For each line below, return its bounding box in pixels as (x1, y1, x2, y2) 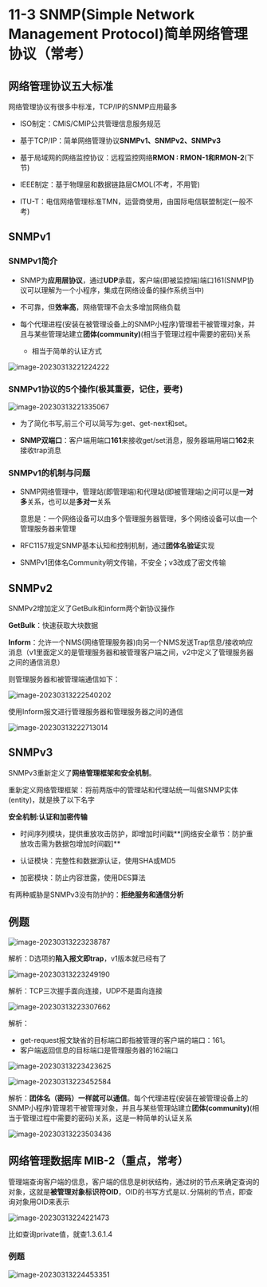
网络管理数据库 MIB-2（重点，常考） (8, 1155, 189, 1168)
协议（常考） (8, 45, 93, 63)
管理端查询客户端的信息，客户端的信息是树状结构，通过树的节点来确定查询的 (8, 1177, 260, 1186)
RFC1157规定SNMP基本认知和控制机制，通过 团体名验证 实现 (19, 541, 215, 551)
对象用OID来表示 (14, 1197, 70, 1206)
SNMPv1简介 (8, 255, 58, 266)
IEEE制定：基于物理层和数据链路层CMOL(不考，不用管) (19, 180, 201, 189)
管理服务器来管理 (19, 524, 77, 534)
